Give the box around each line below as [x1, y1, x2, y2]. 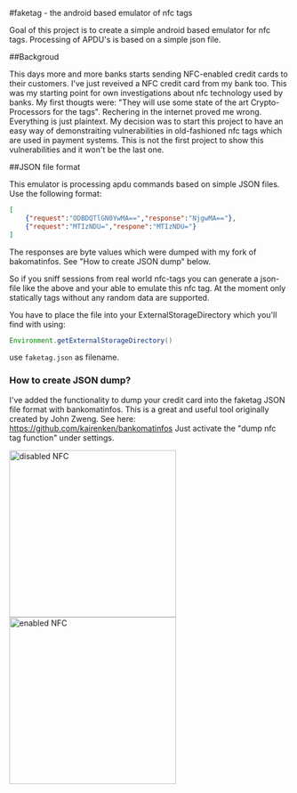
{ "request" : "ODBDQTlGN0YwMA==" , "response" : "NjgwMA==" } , [25, 214, 237, 223]
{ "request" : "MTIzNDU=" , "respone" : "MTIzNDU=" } [25, 222, 197, 231]
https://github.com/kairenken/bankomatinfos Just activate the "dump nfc [9, 423, 277, 433]
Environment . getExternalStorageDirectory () [9, 336, 173, 345]
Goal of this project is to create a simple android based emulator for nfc [9, 25, 271, 35]
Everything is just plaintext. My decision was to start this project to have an [9, 116, 284, 126]
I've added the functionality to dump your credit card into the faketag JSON [9, 394, 286, 405]
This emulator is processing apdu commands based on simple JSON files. [9, 179, 280, 190]
